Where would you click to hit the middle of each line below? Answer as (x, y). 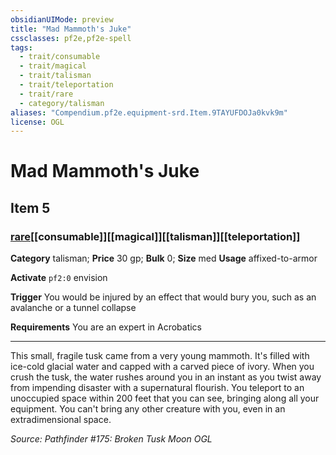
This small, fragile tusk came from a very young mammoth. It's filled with (160, 356)
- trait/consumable (60, 57)
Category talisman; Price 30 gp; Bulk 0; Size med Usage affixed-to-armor (164, 258)
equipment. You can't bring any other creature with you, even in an (148, 409)
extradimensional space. (61, 420)
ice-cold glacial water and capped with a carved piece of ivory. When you (162, 367)
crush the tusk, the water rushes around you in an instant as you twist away (166, 377)
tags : (21, 47)
